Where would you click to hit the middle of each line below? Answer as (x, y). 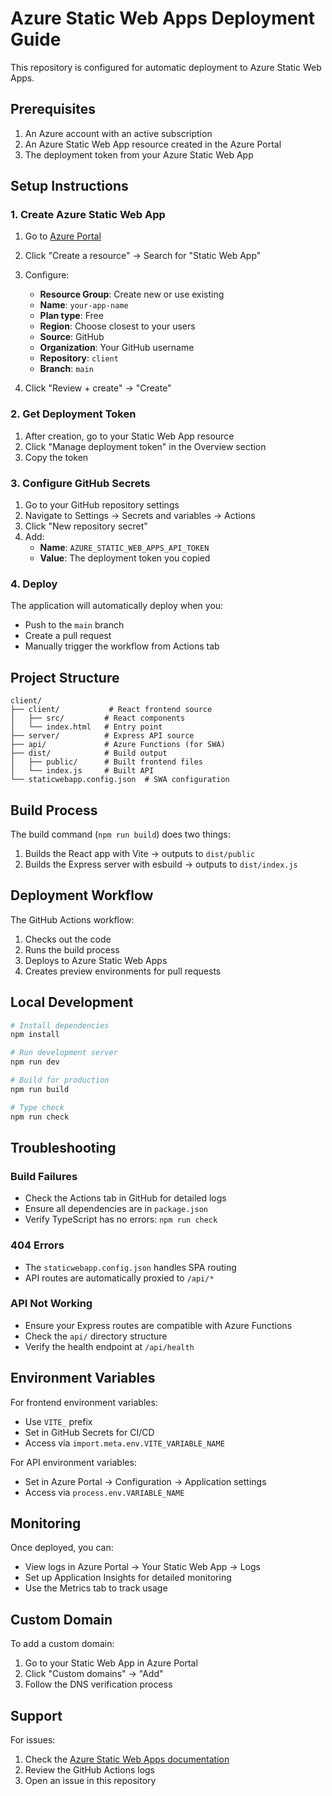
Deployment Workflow (82, 895)
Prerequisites (53, 109)
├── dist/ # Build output (89, 753)
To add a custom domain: (62, 1644)
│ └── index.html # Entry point (86, 727)
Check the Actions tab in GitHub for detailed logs (125, 1198)
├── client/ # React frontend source (111, 710)
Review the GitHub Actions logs (90, 1770)
